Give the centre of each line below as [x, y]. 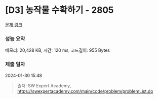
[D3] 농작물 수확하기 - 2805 [59, 10]
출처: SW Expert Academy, [44, 85]
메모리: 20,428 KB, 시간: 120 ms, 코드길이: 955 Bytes [58, 50]
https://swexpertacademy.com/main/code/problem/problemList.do [85, 91]
